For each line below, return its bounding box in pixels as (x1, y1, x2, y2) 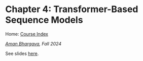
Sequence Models (5, 14, 83, 26)
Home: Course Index (5, 31, 48, 37)
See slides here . (5, 50, 39, 56)
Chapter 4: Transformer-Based (5, 4, 138, 15)
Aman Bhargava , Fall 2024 (5, 40, 62, 46)
